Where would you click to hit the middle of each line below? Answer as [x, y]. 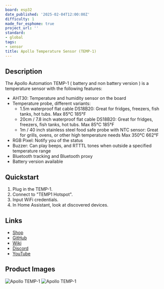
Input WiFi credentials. [35, 200]
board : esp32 [19, 10]
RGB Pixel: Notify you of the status [48, 141]
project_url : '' [22, 28]
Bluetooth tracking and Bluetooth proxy [52, 156]
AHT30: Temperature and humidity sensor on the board [69, 98]
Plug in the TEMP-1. [33, 189]
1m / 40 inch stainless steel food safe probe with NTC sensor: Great [89, 130]
